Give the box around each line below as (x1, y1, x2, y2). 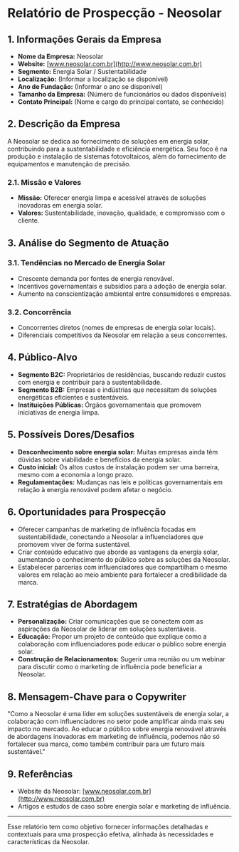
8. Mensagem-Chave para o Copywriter (7, 691, 187, 703)
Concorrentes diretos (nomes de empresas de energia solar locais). (17, 324, 216, 332)
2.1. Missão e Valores (7, 177, 82, 187)
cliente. (17, 216, 40, 225)
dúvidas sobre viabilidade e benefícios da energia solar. (17, 455, 181, 464)
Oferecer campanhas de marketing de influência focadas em (17, 525, 196, 533)
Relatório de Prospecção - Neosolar (7, 5, 222, 21)
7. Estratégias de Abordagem (7, 598, 138, 610)
